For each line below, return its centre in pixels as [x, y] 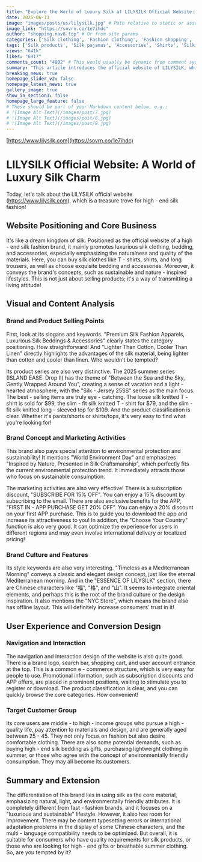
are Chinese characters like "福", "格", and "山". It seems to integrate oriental [101, 588]
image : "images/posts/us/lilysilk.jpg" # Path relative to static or [95, 23]
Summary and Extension [53, 781]
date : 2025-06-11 [28, 17]
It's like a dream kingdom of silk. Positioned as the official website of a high [99, 240]
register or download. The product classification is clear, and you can [92, 688]
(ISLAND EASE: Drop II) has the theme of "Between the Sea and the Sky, [96, 378]
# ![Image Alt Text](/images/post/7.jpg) [59, 112]
